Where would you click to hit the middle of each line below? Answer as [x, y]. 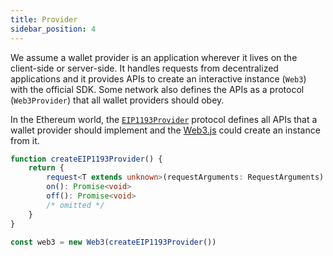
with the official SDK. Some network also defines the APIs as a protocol [157, 89]
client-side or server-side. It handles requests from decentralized [144, 68]
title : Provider [44, 19]
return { [46, 168]
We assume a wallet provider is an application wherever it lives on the [154, 57]
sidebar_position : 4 [53, 29]
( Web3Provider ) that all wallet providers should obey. [117, 100]
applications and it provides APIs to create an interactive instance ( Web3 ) [158, 78]
